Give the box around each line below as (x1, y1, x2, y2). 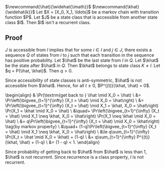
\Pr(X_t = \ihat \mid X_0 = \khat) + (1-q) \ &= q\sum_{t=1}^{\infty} (5, 134, 136, 140)
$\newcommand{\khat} (92, 4, 139, 9)
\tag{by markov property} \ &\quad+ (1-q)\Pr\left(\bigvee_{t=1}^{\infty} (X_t (5, 123, 157, 129)
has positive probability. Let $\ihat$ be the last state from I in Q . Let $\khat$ (5, 57, 159, 63)
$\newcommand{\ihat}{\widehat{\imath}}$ (5, 4, 91, 9)
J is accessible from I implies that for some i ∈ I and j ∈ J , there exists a (5, 47, 152, 53)
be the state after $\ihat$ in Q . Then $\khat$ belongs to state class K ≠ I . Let (5, 63, 161, 68)
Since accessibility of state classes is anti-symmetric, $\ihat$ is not (5, 77, 142, 83)
